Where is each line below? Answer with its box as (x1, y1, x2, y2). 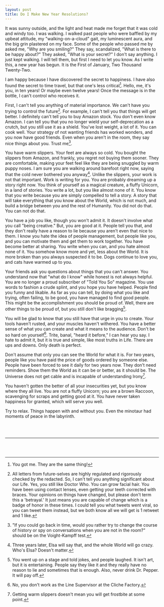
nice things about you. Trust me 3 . (5, 139, 72, 146)
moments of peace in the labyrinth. (5, 413, 76, 419)
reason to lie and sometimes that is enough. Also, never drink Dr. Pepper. (12, 567, 159, 573)
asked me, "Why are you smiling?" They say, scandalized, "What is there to (5, 46, 156, 52)
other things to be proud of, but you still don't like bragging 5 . (5, 305, 127, 312)
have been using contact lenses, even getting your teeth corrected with (12, 486, 156, 493)
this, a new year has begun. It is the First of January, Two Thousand (5, 62, 142, 68)
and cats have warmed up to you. (5, 259, 72, 265)
